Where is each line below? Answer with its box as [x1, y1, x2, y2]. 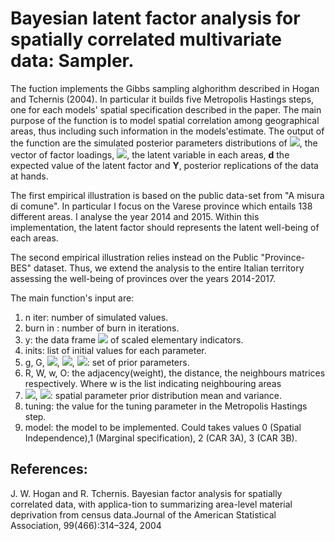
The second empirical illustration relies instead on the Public [10, 251, 259, 263]
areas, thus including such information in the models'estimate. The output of [10, 125, 325, 137]
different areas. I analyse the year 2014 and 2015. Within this [10, 210, 260, 222]
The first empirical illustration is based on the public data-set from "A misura [10, 189, 325, 201]
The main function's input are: [10, 292, 135, 304]
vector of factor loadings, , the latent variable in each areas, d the [10, 148, 290, 161]
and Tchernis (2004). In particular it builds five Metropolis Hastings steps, [10, 93, 315, 105]
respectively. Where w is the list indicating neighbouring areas [24, 377, 282, 389]
